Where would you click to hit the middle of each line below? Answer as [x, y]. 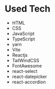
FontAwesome [27, 66]
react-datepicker [30, 76]
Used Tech [28, 9]
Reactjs [20, 55]
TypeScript [23, 39]
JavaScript [23, 33]
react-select [25, 71]
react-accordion [29, 82]
